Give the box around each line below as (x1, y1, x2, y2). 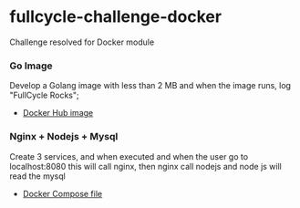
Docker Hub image (22, 108, 94, 119)
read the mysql (9, 171, 66, 182)
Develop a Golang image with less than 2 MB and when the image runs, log (9, 80, 292, 91)
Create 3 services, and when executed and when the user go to (9, 151, 249, 161)
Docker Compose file (22, 188, 103, 199)
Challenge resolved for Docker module (9, 36, 155, 47)
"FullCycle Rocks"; (9, 89, 79, 101)
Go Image (9, 59, 53, 72)
